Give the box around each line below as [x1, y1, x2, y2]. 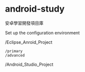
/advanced [5, 53, 25, 58]
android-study [5, 3, 65, 15]
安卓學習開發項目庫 [5, 20, 44, 26]
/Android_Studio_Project [5, 61, 53, 67]
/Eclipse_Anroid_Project [5, 39, 52, 45]
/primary [5, 49, 23, 54]
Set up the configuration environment [5, 30, 80, 36]
